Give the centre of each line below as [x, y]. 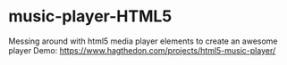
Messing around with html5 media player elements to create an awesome [143, 41]
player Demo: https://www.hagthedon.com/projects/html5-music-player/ [142, 50]
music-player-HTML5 [90, 16]
